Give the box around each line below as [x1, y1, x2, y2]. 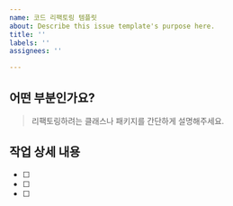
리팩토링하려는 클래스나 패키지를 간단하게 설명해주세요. [31, 115, 225, 126]
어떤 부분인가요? [9, 90, 95, 105]
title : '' [9, 30, 47, 39]
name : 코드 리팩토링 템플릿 [9, 13, 97, 22]
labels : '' [9, 38, 50, 48]
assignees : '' [9, 47, 63, 56]
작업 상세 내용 [9, 145, 81, 160]
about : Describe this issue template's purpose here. [9, 22, 216, 31]
